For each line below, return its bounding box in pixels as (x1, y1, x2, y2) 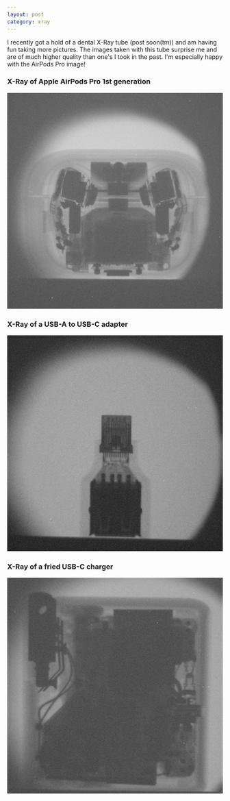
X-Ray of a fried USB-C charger (7, 562, 114, 571)
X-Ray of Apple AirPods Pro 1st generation (7, 77, 151, 86)
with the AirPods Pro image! (7, 60, 86, 68)
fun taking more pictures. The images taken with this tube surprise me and (7, 45, 218, 53)
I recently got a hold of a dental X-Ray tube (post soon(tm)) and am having (7, 38, 217, 46)
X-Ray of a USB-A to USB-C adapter (7, 319, 128, 329)
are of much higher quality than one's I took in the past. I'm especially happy (7, 52, 223, 61)
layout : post (7, 11, 44, 18)
